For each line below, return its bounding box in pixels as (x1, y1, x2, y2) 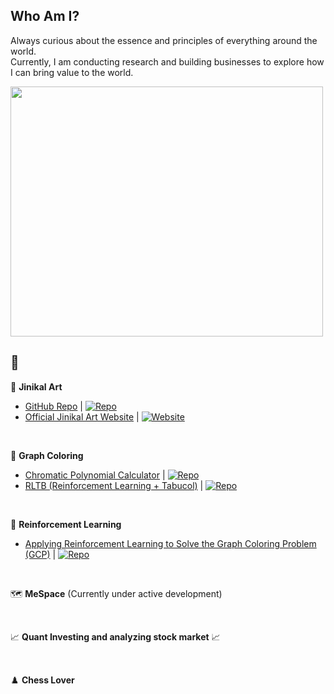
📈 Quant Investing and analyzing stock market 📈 (10, 630, 221, 643)
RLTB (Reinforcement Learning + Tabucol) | (24, 479, 204, 491)
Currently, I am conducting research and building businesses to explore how (10, 55, 325, 68)
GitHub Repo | (24, 400, 83, 412)
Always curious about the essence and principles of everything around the (10, 34, 318, 46)
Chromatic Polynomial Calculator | (24, 469, 166, 481)
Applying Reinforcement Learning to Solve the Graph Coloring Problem (24, 537, 317, 549)
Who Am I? (10, 8, 80, 25)
